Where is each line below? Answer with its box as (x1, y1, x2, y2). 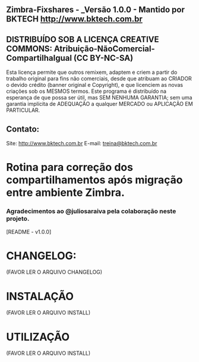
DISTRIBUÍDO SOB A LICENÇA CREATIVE (6, 34, 159, 44)
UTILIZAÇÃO (6, 330, 70, 344)
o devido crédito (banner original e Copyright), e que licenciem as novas (6, 82, 183, 89)
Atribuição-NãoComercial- (53, 43, 156, 54)
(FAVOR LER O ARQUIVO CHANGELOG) (6, 269, 103, 276)
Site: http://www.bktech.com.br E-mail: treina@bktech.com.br (6, 140, 157, 147)
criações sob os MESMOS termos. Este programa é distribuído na (6, 88, 167, 95)
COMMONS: (6, 43, 52, 54)
